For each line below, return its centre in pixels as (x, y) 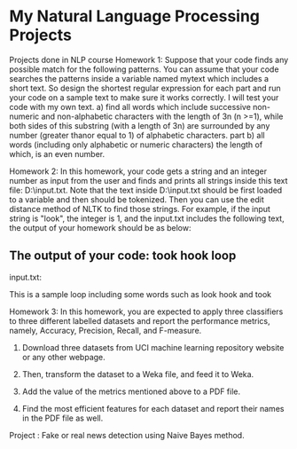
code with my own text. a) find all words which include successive (130, 106)
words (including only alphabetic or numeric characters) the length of (136, 145)
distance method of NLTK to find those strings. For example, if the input (140, 209)
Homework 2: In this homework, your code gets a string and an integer (138, 171)
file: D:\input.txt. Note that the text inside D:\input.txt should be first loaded (146, 190)
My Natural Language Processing (134, 16)
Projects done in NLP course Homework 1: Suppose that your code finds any (149, 59)
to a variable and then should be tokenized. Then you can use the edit (137, 199)
